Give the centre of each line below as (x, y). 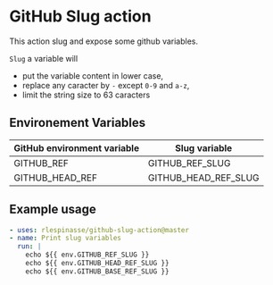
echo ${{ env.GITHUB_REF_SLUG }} (87, 255)
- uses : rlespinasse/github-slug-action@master (99, 230)
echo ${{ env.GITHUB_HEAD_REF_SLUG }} (97, 264)
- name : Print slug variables (66, 239)
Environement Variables (78, 123)
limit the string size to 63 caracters (86, 95)
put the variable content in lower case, (92, 75)
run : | (29, 247)
